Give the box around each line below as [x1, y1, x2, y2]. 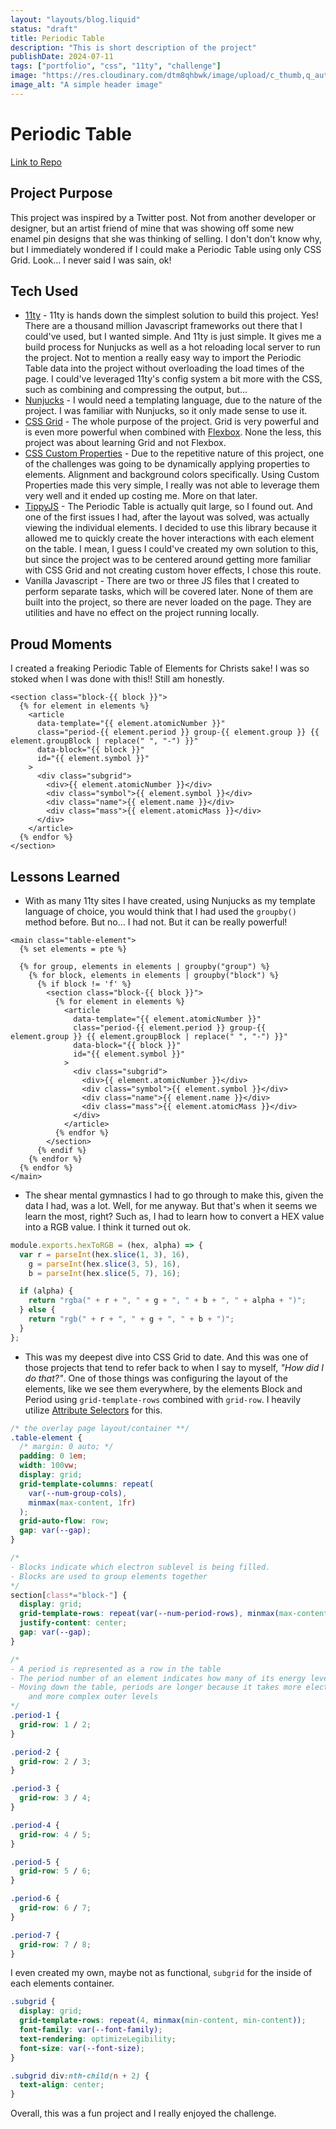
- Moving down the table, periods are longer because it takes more [10, 1682, 302, 1693]
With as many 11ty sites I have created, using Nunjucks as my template [24, 894, 316, 906]
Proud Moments [10, 636, 113, 653]
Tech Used [10, 282, 79, 300]
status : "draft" [10, 24, 78, 34]
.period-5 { [10, 1857, 60, 1867]
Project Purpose [10, 185, 113, 202]
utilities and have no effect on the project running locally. [24, 607, 260, 619]
